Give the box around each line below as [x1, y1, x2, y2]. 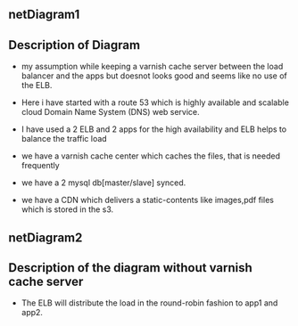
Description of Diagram [8, 37, 140, 53]
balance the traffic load [21, 134, 108, 144]
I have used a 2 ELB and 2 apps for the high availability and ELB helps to [21, 124, 287, 134]
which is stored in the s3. [21, 204, 114, 215]
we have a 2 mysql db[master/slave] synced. [21, 177, 186, 188]
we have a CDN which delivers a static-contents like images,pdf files [21, 195, 274, 206]
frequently [21, 160, 60, 171]
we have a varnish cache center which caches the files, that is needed [21, 151, 280, 161]
